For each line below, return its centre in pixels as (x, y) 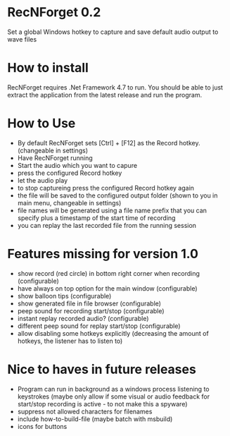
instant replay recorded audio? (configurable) (83, 318)
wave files (22, 39)
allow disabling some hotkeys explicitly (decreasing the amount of (113, 333)
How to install (48, 68)
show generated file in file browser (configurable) (89, 303)
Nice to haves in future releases (102, 369)
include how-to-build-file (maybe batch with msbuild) (95, 419)
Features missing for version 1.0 (103, 254)
